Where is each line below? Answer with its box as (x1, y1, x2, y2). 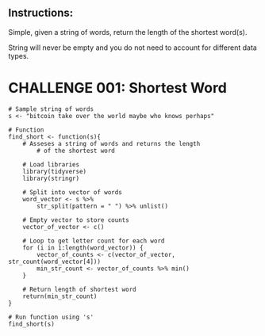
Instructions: (8, 6, 74, 20)
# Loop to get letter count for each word (22, 237, 165, 245)
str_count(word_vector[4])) (8, 258, 102, 265)
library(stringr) (22, 174, 80, 182)
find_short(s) (8, 320, 56, 328)
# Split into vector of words (22, 188, 123, 197)
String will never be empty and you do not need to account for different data (8, 43, 258, 52)
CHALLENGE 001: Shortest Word (8, 79, 228, 97)
